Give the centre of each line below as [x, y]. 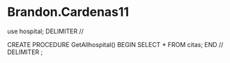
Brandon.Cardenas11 [68, 12]
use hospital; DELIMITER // [45, 31]
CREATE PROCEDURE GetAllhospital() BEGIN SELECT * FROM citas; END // [115, 44]
